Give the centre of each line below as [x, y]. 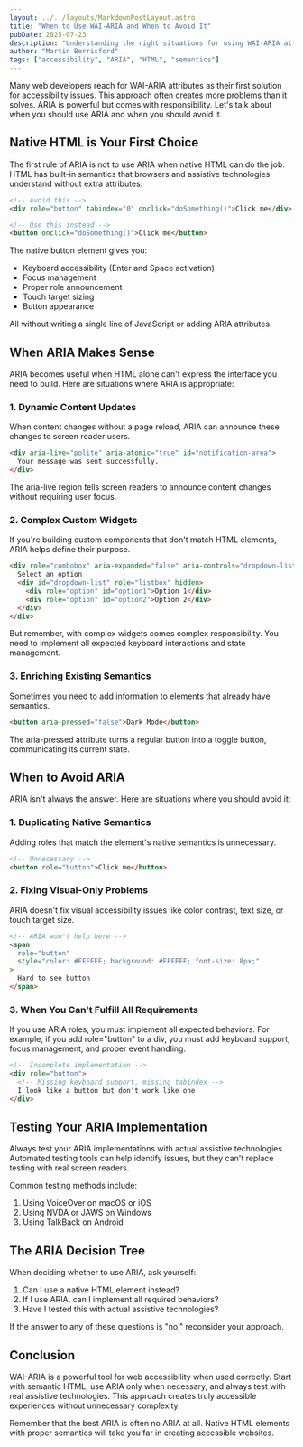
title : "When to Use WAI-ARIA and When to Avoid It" [110, 26]
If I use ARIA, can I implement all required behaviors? [120, 1300]
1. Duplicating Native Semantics [80, 822]
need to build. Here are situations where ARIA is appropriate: [122, 384]
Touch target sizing [58, 297]
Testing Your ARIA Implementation [108, 1127]
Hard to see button [54, 978]
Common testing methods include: [73, 1186]
